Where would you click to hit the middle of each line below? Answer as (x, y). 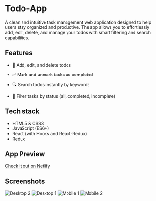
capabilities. (17, 38)
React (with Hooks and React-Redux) (49, 133)
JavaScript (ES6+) (31, 128)
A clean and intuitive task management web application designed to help (78, 22)
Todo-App (26, 9)
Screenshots (25, 181)
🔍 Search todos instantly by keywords (51, 84)
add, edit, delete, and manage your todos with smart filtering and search (78, 32)
